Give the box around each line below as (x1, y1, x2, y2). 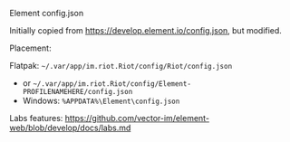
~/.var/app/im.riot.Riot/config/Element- (33, 80, 192, 89)
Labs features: (9, 113, 63, 123)
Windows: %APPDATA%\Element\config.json (22, 95, 180, 106)
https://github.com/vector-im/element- (64, 113, 210, 123)
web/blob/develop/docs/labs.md (9, 122, 131, 133)
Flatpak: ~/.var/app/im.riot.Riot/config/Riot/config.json (9, 61, 233, 71)
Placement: (9, 43, 52, 53)
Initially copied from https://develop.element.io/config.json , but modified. (9, 25, 283, 35)
